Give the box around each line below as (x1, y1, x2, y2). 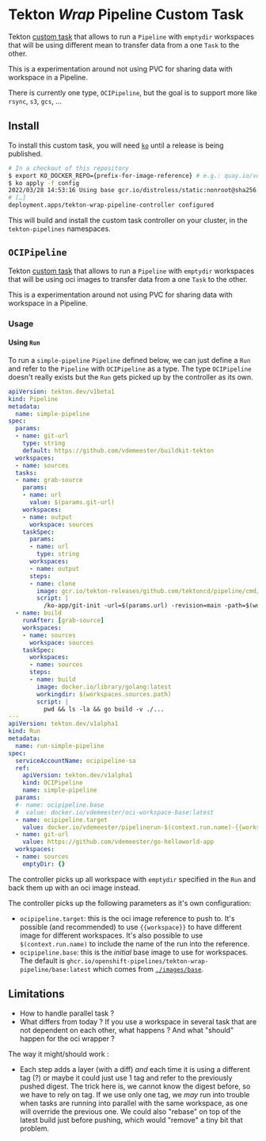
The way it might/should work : (8, 1049, 109, 1058)
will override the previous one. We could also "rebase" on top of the (19, 1106, 241, 1116)
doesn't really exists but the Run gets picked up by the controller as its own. (8, 372, 253, 382)
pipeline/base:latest (19, 966, 91, 973)
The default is (19, 955, 65, 966)
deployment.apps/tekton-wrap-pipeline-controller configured (8, 201, 215, 210)
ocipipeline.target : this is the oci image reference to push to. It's (19, 913, 235, 923)
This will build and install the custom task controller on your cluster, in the (8, 216, 248, 225)
